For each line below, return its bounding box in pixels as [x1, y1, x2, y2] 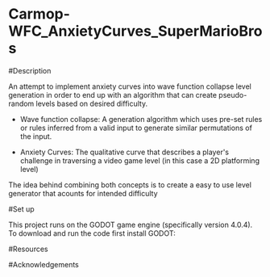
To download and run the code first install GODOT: [8, 228, 176, 238]
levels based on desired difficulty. [35, 99, 147, 108]
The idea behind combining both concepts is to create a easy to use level [8, 179, 252, 190]
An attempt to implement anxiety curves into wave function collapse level [8, 82, 251, 91]
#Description [8, 65, 52, 75]
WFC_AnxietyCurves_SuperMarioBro [8, 22, 263, 40]
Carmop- [8, 5, 71, 23]
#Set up [8, 204, 35, 214]
